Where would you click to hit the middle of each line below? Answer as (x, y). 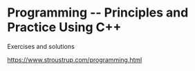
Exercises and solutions (41, 46)
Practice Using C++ (64, 27)
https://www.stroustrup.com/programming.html (75, 59)
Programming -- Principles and (98, 13)
